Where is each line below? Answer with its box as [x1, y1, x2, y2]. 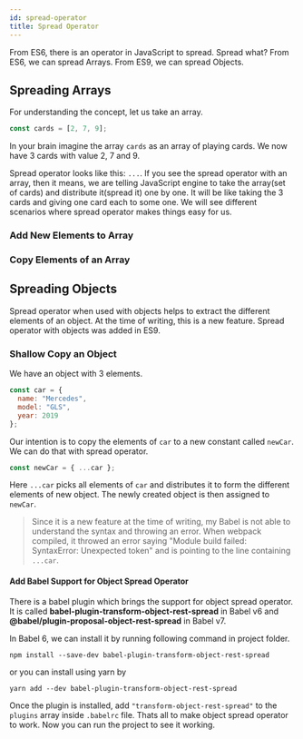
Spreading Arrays [9, 83, 112, 98]
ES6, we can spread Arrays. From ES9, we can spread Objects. [9, 56, 245, 67]
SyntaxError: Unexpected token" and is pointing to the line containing [31, 546, 291, 557]
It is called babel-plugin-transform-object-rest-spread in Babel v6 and [9, 606, 279, 616]
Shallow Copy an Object [9, 347, 117, 360]
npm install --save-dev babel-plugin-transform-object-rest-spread [9, 650, 270, 659]
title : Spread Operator [9, 22, 100, 31]
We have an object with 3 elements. [9, 369, 143, 379]
